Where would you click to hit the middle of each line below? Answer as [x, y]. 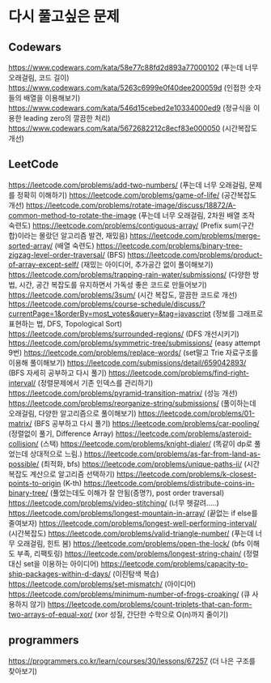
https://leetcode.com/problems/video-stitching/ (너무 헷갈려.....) [114, 502]
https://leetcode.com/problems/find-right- [179, 373]
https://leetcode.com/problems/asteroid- [184, 433]
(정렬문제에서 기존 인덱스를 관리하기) [95, 382]
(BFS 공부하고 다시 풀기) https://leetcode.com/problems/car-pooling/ [147, 423]
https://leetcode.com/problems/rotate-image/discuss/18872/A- [131, 205]
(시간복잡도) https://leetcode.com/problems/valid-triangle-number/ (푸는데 [131, 533]
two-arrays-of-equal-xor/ [51, 614]
